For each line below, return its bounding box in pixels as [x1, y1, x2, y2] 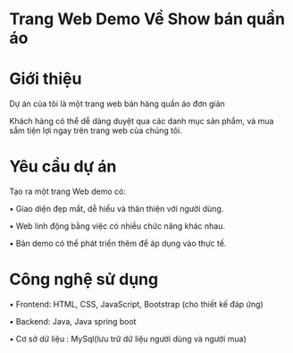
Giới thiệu [9, 69, 82, 89]
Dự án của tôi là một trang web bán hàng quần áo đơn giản [9, 98, 225, 109]
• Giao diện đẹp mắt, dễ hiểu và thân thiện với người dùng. [9, 204, 224, 214]
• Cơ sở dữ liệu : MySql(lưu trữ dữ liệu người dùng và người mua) [9, 333, 247, 344]
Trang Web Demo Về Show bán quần [9, 9, 286, 29]
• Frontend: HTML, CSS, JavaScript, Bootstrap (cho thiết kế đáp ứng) [9, 299, 264, 309]
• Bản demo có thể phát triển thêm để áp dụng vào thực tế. [9, 238, 227, 249]
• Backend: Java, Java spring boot [9, 316, 137, 326]
